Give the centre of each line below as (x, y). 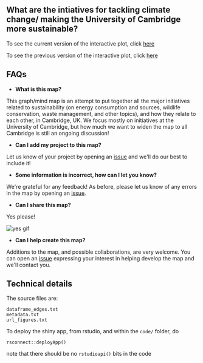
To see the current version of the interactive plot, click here (81, 43)
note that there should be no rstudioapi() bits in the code (79, 354)
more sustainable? (42, 29)
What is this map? (38, 89)
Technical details (40, 284)
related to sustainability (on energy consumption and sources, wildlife (93, 107)
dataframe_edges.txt (33, 310)
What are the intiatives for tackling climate (88, 10)
